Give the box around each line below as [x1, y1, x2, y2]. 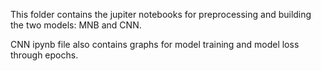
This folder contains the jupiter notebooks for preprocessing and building [10, 9, 312, 20]
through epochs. [10, 49, 79, 61]
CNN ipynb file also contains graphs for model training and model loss [10, 39, 300, 50]
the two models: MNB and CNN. [10, 19, 142, 31]
